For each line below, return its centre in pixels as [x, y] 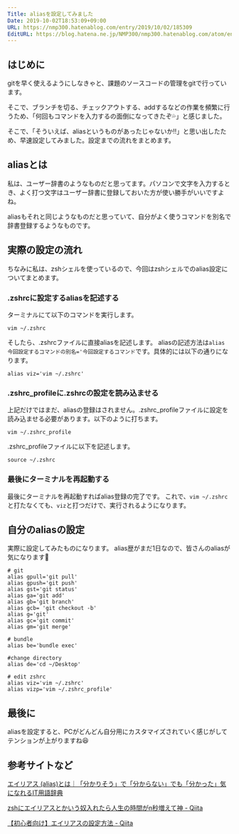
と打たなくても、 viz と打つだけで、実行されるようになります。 [99, 505]
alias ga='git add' [36, 596]
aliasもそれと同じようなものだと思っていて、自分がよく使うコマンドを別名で [119, 216]
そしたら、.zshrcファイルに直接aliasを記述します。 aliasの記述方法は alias [116, 342]
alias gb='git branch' [41, 602]
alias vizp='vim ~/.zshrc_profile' [60, 690]
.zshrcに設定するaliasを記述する [63, 298]
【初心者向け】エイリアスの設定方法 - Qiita [70, 823]
